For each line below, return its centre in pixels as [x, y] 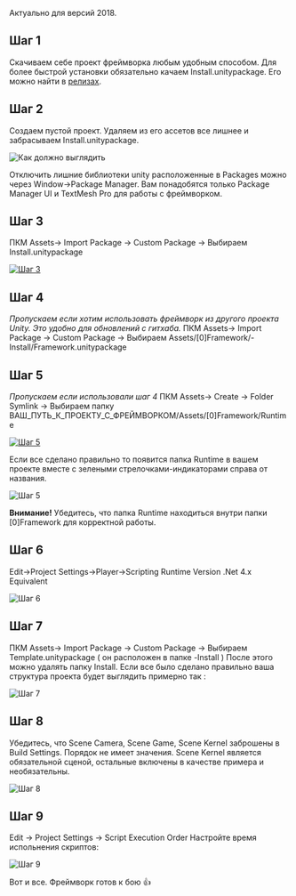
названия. [28, 479]
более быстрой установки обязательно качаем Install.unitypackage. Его [145, 71]
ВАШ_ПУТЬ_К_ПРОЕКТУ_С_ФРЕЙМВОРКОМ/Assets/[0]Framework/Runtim [148, 416]
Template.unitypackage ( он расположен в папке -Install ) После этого [141, 657]
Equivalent [28, 581]
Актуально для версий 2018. [63, 13]
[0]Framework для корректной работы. [83, 522]
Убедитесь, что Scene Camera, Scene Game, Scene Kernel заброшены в [144, 743]
